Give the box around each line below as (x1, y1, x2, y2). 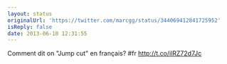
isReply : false (7, 23, 53, 30)
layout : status (7, 10, 53, 18)
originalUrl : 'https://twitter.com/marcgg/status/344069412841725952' (7, 17, 221, 24)
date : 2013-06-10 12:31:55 (7, 30, 88, 37)
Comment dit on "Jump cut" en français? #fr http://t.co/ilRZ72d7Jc (7, 49, 202, 58)
